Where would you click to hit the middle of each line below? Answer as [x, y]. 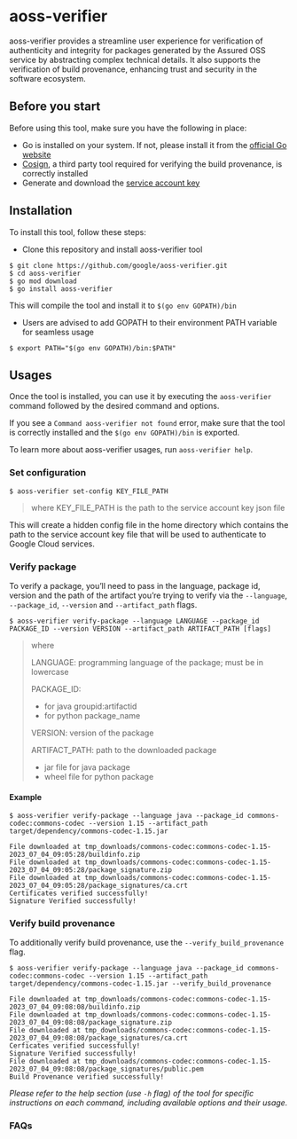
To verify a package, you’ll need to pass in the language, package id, [135, 585]
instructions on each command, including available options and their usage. [148, 1103]
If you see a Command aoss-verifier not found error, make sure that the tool [147, 423]
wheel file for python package [99, 776]
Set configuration [48, 473]
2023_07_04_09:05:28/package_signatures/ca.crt [99, 886]
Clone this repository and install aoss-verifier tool [112, 249]
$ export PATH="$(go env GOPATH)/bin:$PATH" [93, 348]
